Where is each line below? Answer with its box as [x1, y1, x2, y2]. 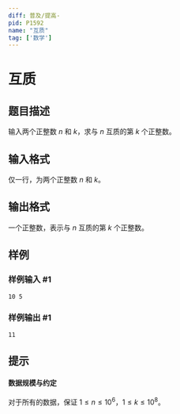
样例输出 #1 [8, 312, 51, 324]
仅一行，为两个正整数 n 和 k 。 [8, 175, 105, 185]
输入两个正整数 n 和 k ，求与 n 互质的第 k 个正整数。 [8, 127, 176, 136]
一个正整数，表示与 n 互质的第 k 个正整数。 [8, 223, 148, 232]
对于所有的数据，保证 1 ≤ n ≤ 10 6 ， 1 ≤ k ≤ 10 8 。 [8, 396, 166, 407]
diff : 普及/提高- [8, 11, 61, 20]
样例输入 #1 [8, 274, 51, 286]
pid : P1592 [8, 19, 44, 27]
